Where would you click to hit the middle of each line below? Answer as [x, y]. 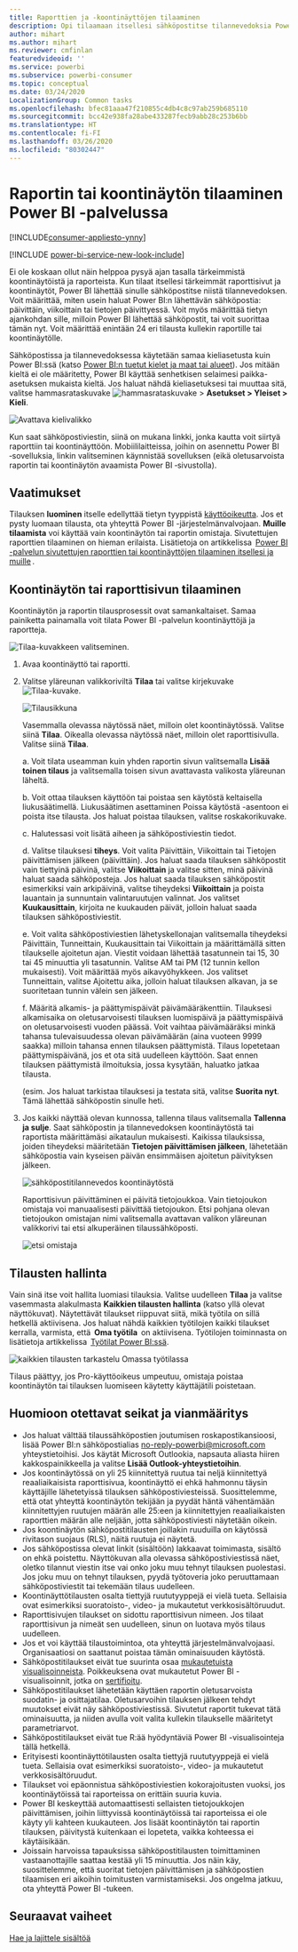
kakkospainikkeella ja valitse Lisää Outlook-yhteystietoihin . [132, 1463]
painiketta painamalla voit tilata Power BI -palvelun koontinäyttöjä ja [132, 620]
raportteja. [28, 630]
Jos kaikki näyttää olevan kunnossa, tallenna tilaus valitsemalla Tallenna [154, 1118]
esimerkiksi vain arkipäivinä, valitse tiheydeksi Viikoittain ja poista [143, 889]
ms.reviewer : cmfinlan [51, 51]
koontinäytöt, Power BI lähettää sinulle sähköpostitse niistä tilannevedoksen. [149, 291]
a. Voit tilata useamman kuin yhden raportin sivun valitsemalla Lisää [146, 762]
